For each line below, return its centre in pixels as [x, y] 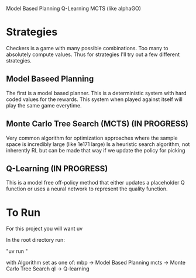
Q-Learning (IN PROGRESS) [57, 168]
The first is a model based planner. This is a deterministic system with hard [96, 93]
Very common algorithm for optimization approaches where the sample [92, 138]
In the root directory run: [36, 240]
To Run [23, 212]
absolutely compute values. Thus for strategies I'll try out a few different [93, 54]
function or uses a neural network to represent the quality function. [87, 189]
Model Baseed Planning [50, 79]
